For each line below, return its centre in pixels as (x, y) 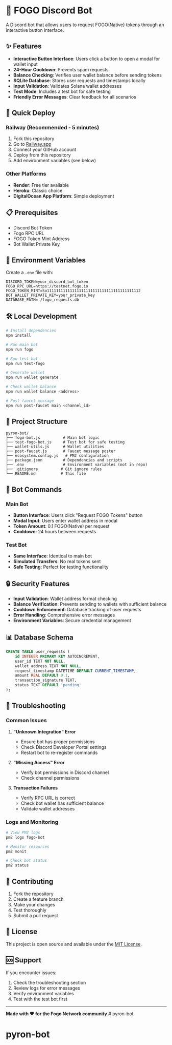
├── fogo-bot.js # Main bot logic (53, 438)
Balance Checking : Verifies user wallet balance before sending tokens (88, 75)
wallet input (25, 64)
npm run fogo (20, 349)
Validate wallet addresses (48, 808)
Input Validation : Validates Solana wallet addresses (67, 86)
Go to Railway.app (32, 144)
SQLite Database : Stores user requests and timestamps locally (79, 80)
